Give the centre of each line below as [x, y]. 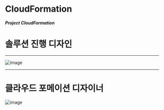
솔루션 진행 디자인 [39, 44]
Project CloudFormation [30, 22]
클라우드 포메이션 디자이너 [54, 88]
